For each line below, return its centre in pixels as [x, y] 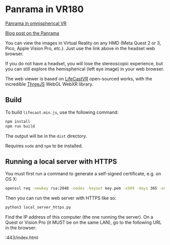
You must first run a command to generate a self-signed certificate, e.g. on [83, 174]
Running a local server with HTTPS [61, 161]
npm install [18, 121]
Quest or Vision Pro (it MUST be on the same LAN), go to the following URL [83, 222]
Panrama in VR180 [45, 9]
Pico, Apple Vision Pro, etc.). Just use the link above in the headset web [80, 48]
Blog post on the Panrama [32, 33]
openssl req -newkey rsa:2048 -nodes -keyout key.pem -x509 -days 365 [81, 188]
